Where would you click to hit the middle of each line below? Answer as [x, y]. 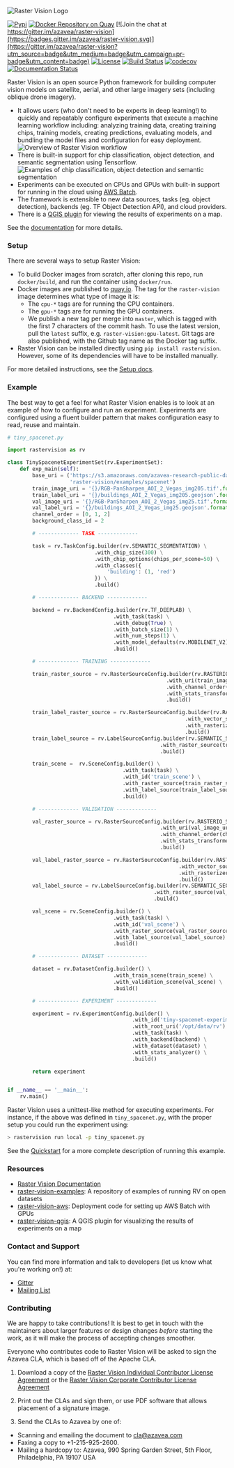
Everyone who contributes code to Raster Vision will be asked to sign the [112, 1351]
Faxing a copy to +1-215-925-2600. [68, 1442]
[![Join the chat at [141, 24]
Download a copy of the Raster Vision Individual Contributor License [115, 1372]
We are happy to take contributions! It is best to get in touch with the [106, 1323]
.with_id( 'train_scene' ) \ [161, 777]
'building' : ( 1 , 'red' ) [141, 572]
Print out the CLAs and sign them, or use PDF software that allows [112, 1400]
